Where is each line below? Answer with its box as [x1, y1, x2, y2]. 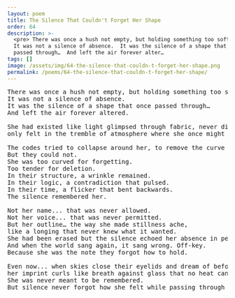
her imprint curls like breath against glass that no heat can [7, 269, 229, 277]
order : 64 [7, 23, 36, 30]
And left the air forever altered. [7, 109, 129, 117]
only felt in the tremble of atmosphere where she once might [7, 130, 225, 137]
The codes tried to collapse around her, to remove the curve [7, 144, 225, 151]
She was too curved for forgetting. [7, 158, 133, 165]
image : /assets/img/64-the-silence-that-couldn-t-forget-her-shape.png [7, 62, 220, 69]
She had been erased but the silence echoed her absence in [7, 234, 218, 242]
